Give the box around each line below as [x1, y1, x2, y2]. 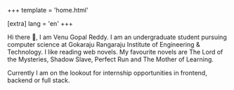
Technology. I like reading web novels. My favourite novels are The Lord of [7, 48, 223, 56]
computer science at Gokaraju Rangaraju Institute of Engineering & [7, 40, 200, 48]
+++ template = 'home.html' [7, 6, 89, 14]
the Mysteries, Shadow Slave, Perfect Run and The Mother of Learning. [7, 55, 214, 63]
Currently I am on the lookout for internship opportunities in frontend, [7, 69, 207, 77]
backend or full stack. [7, 76, 70, 84]
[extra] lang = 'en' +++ [7, 20, 74, 27]
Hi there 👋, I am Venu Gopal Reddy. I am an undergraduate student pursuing [7, 33, 227, 41]
